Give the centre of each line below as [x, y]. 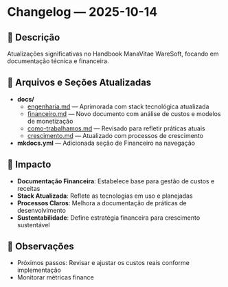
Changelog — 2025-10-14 [82, 12]
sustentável [33, 225]
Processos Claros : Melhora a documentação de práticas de [102, 203]
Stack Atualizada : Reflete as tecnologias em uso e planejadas [105, 196]
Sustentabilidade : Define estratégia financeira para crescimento [109, 218]
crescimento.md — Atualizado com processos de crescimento [115, 135]
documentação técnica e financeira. [58, 61]
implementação [39, 270]
